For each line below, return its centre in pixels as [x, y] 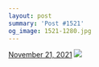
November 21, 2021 [40, 55]
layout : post [30, 16]
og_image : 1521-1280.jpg [50, 31]
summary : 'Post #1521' [46, 23]
